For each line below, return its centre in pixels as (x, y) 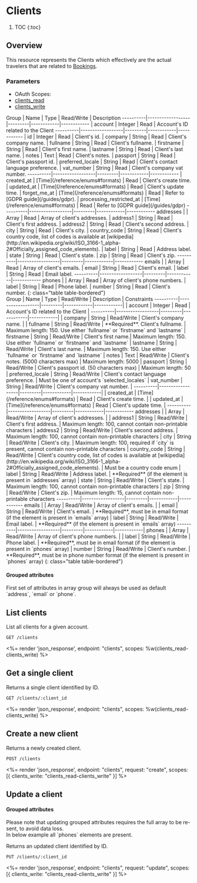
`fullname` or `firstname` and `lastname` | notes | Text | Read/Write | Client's (98, 355)
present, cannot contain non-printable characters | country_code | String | (96, 449)
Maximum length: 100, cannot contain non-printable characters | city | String (99, 437)
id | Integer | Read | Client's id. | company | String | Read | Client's (107, 137)
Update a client (34, 795)
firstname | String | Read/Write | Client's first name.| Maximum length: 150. (96, 337)
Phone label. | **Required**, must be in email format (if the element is (91, 543)
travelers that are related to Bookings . (52, 66)
